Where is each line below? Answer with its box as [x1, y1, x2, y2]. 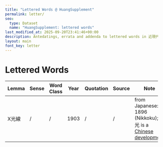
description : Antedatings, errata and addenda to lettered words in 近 [5, 35, 152, 39]
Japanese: [134, 102, 159, 109]
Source [113, 85, 130, 92]
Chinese [134, 128, 154, 134]
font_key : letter [5, 43, 40, 48]
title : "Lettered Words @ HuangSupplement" [5, 7, 95, 12]
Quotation [84, 85, 108, 92]
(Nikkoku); [134, 114, 159, 121]
